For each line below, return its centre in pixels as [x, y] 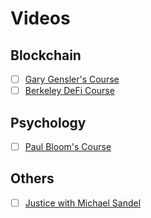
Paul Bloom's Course [68, 146]
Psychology [48, 122]
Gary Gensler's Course [72, 79]
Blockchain [46, 55]
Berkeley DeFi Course [69, 91]
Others [32, 178]
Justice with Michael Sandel [83, 203]
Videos [40, 18]
